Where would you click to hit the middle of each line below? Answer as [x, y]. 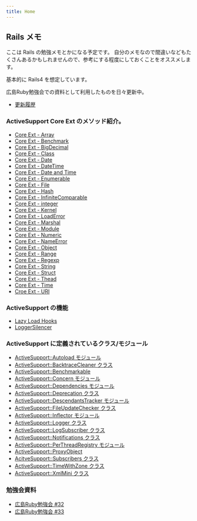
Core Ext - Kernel [36, 209]
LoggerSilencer [33, 327]
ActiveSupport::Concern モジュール [57, 379]
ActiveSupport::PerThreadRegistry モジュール [69, 445]
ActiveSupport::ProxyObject [49, 451]
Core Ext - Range [36, 254]
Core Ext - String [35, 266]
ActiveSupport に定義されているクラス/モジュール [77, 343]
